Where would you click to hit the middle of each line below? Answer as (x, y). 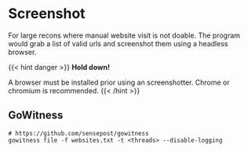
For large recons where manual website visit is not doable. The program (124, 35)
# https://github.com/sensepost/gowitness (78, 133)
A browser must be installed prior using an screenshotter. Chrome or (119, 82)
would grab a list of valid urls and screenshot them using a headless (118, 43)
